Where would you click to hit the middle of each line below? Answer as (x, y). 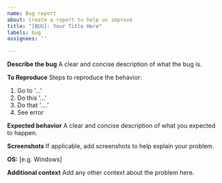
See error (30, 113)
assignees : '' (27, 39)
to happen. (22, 133)
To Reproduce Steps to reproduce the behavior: (74, 78)
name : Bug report (32, 13)
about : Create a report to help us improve (70, 20)
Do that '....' (33, 105)
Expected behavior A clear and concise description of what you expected (111, 126)
